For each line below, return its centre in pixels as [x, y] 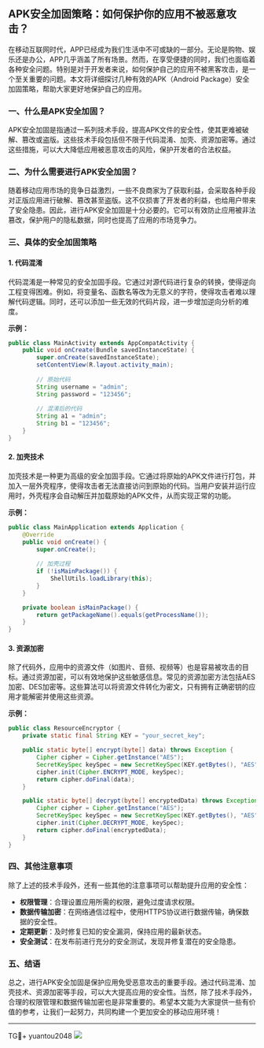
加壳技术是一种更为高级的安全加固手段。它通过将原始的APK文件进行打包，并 [132, 476]
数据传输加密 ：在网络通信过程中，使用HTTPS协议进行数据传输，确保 [131, 912]
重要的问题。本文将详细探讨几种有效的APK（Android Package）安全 [139, 79]
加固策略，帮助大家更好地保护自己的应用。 [77, 88]
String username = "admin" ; [82, 387]
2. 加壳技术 [26, 457]
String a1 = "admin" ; [72, 416]
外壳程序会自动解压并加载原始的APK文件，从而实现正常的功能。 [132, 496]
